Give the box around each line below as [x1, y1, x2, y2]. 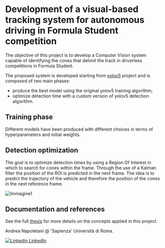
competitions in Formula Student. [5, 63, 74, 69]
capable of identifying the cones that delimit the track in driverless [5, 57, 142, 63]
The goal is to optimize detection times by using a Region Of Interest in [5, 159, 151, 165]
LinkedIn [29, 237, 47, 244]
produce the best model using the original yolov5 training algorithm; [12, 87, 153, 93]
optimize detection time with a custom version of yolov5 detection [12, 93, 149, 99]
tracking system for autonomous [5, 14, 144, 26]
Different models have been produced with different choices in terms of [5, 126, 153, 132]
